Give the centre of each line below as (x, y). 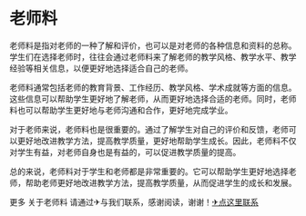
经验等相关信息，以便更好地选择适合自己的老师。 (101, 68)
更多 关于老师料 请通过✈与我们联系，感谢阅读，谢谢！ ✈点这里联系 (134, 201)
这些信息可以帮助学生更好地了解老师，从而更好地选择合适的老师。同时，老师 (153, 98)
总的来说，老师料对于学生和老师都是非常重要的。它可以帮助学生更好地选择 (149, 171)
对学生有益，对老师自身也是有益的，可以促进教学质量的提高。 (125, 152)
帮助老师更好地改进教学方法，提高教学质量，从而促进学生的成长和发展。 (161, 182)
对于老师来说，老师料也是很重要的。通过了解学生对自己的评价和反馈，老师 (149, 129)
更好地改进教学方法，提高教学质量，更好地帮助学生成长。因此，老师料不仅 (157, 141)
